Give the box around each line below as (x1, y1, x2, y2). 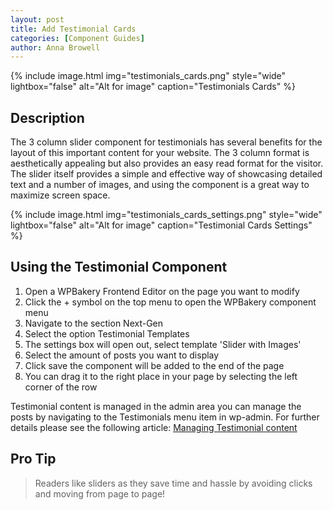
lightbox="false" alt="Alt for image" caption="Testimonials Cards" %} (10, 81, 296, 93)
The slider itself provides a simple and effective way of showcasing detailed (10, 168, 323, 180)
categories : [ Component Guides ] (10, 33, 145, 43)
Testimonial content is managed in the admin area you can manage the (10, 400, 302, 412)
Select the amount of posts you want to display (24, 349, 220, 361)
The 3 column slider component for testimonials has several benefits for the (10, 136, 323, 148)
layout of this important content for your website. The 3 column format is (10, 147, 310, 159)
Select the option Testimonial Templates (24, 327, 190, 340)
